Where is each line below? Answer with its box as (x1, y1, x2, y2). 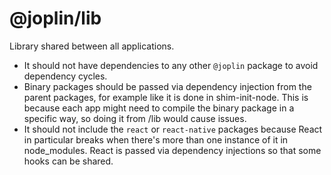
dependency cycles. (23, 70, 108, 82)
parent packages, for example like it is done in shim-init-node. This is (23, 91, 309, 103)
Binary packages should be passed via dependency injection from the (23, 80, 312, 92)
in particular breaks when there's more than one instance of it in (23, 133, 289, 146)
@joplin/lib (9, 7, 102, 30)
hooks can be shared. (23, 155, 114, 167)
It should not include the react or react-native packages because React (23, 123, 323, 135)
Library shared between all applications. (9, 40, 175, 52)
